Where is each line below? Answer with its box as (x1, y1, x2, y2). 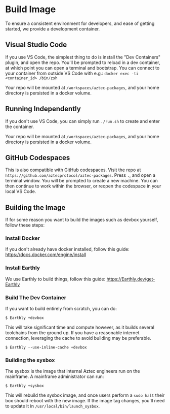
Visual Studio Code (5, 41, 67, 49)
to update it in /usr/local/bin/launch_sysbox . (5, 403, 100, 409)
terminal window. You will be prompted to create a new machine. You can (5, 178, 158, 184)
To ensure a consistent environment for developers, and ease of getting (5, 20, 155, 26)
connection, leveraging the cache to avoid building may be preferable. (5, 335, 152, 341)
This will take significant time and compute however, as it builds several (5, 324, 154, 331)
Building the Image (5, 203, 66, 212)
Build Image (5, 4, 56, 15)
